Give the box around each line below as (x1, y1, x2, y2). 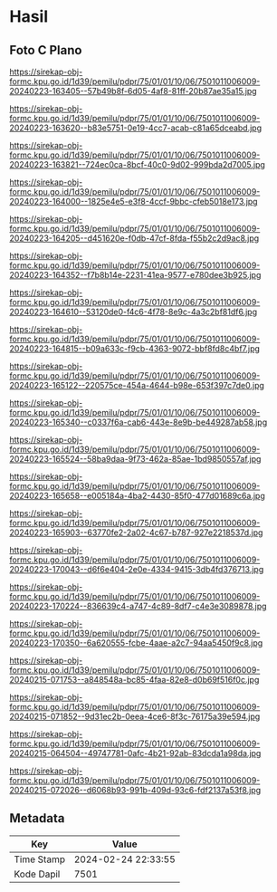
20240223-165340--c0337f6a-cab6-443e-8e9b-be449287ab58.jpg (9, 417, 268, 427)
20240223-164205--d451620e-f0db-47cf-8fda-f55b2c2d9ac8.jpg (9, 233, 260, 244)
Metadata (9, 810, 65, 826)
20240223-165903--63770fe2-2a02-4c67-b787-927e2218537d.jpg (9, 527, 263, 538)
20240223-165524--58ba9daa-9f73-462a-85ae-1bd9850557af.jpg (9, 454, 262, 464)
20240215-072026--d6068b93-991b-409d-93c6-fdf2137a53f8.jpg (9, 785, 261, 795)
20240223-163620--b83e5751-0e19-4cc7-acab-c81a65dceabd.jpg (9, 122, 263, 133)
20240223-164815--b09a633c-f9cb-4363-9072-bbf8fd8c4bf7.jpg (9, 343, 261, 354)
